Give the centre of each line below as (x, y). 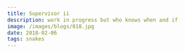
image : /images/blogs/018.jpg (51, 26)
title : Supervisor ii (38, 13)
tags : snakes (26, 39)
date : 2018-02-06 (32, 33)
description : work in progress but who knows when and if (92, 20)
